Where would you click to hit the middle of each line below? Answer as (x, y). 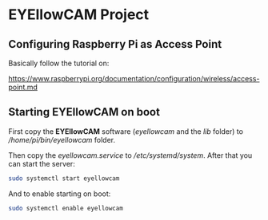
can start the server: (42, 163)
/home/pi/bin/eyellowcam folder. (62, 139)
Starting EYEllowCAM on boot (84, 112)
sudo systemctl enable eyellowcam (66, 208)
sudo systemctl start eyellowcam (64, 178)
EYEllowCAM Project (79, 15)
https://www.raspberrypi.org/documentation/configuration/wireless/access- (134, 79)
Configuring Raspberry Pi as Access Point (115, 44)
